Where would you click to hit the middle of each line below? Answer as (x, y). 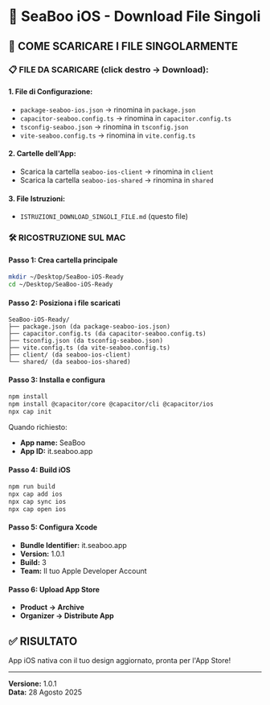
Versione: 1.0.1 (33, 683)
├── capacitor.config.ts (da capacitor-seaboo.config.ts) (107, 334)
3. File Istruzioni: (37, 198)
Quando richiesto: (38, 427)
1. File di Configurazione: (51, 92)
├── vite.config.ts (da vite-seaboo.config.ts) (90, 348)
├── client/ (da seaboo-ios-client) (70, 355)
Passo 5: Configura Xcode (53, 527)
